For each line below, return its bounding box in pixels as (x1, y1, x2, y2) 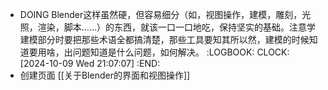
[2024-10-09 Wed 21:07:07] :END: (19, 58, 161, 69)
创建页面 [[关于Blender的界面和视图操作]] (19, 69, 191, 81)
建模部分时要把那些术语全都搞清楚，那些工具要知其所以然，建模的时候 (19, 34, 310, 45)
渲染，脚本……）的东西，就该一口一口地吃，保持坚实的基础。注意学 (37, 21, 316, 33)
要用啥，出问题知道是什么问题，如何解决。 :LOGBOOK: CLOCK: (28, 46, 290, 58)
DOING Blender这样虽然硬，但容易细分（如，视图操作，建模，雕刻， (19, 9, 303, 20)
